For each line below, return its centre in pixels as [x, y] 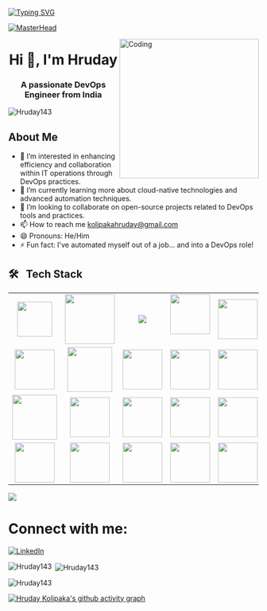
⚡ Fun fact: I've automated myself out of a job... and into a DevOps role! [137, 245]
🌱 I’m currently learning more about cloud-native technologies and [128, 190]
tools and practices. [52, 216]
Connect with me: [68, 529]
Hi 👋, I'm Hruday [63, 60]
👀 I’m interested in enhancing [67, 156]
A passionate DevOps [63, 85]
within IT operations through [66, 173]
